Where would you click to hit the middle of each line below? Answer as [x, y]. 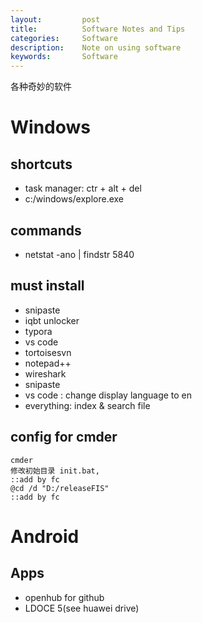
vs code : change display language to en [108, 395]
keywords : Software [64, 57]
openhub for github [64, 597]
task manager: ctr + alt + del [83, 188]
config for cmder [64, 437]
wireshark [45, 373]
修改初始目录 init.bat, [55, 471]
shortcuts [41, 164]
